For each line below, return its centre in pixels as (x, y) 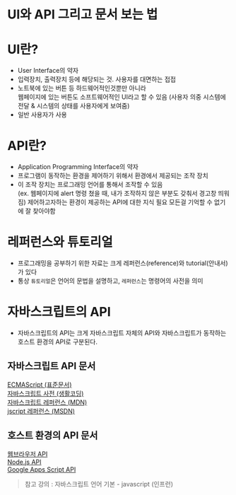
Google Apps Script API (42, 469)
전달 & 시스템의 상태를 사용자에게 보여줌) (73, 106)
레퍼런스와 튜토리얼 (60, 242)
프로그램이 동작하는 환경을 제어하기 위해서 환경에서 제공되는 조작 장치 (113, 176)
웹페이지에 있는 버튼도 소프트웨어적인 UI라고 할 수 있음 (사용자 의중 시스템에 (122, 97)
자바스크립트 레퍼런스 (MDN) (47, 402)
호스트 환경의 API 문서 (53, 436)
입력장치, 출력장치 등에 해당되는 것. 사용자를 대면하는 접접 (97, 79)
